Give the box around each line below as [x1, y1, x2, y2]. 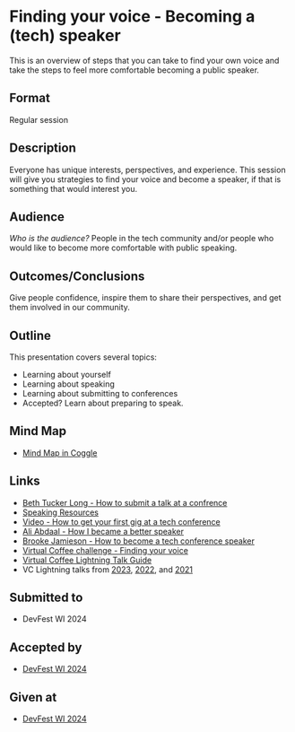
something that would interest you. [9, 183, 137, 194]
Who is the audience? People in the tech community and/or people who [9, 233, 274, 244]
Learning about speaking [22, 379, 115, 389]
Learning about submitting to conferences [22, 388, 178, 398]
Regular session [9, 114, 69, 125]
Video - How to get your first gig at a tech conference [22, 516, 221, 527]
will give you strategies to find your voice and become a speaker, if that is [9, 173, 282, 185]
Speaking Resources [22, 507, 99, 518]
